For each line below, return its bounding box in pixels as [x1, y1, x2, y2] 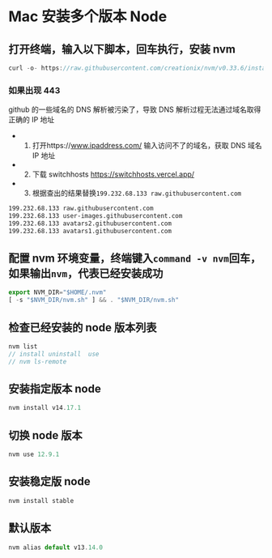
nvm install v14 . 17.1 [8, 404, 82, 412]
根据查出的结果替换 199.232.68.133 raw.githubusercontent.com [32, 188, 241, 198]
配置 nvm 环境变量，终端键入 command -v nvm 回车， [8, 252, 261, 266]
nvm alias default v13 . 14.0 [8, 543, 104, 552]
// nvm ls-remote [8, 357, 67, 365]
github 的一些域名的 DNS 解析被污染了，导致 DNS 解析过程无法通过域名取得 [8, 104, 261, 114]
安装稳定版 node [8, 475, 91, 488]
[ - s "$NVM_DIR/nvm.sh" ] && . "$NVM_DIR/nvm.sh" [8, 296, 180, 305]
